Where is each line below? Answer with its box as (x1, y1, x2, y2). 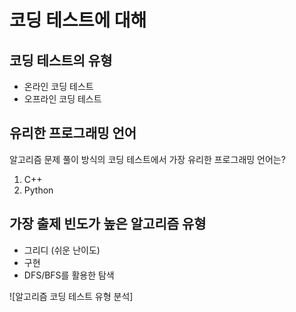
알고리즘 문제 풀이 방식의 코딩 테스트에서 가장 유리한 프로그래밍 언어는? (9, 153, 286, 165)
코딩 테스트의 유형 (9, 52, 113, 69)
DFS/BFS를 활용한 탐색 (23, 269, 115, 281)
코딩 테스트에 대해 (9, 9, 147, 32)
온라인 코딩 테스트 (23, 81, 94, 92)
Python (23, 184, 54, 196)
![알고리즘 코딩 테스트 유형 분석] (9, 290, 134, 302)
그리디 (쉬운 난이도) (23, 244, 101, 256)
